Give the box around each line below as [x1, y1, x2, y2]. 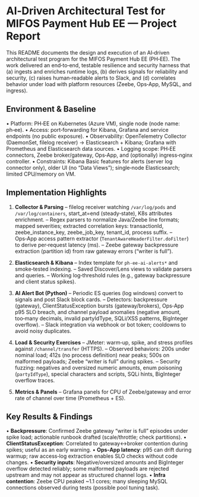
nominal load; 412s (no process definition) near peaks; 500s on [14, 352, 170, 359]
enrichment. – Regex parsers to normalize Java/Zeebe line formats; [14, 216, 180, 223]
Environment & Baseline [6, 104, 96, 114]
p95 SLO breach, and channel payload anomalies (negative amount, [14, 308, 181, 315]
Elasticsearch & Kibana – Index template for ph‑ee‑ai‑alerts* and [14, 259, 178, 266]
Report [6, 30, 40, 43]
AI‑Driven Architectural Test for [6, 4, 166, 18]
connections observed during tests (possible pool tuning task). [6, 484, 160, 491]
